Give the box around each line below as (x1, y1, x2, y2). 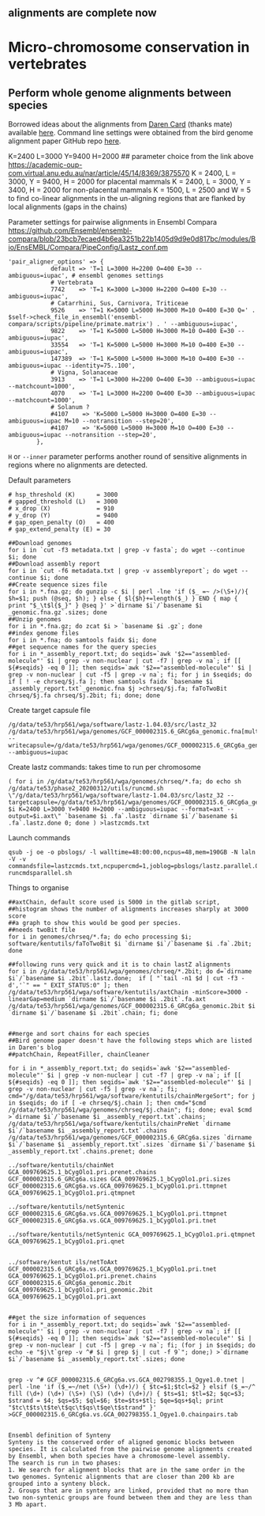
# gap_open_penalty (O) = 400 (8, 518, 114, 527)
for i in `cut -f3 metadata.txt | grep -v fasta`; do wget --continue (8, 546, 245, 555)
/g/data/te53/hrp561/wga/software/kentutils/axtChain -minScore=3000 (8, 988, 242, 996)
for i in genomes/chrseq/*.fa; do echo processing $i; (8, 933, 192, 941)
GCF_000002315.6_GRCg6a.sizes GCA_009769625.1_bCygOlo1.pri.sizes (8, 1175, 231, 1184)
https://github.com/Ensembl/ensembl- (8, 226, 132, 236)
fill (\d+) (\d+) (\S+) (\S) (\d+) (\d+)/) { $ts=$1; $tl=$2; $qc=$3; (8, 1390, 245, 1398)
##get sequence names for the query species (8, 643, 157, 651)
